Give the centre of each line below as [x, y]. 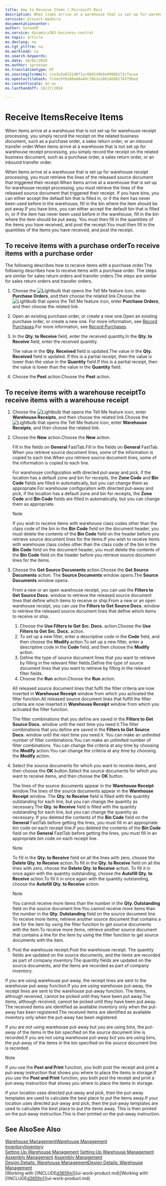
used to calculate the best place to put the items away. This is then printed [81, 1109]
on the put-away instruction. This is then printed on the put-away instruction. [83, 1114]
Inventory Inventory [24, 1146]
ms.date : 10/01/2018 [26, 61]
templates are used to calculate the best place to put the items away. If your [82, 1098]
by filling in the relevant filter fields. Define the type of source [82, 663]
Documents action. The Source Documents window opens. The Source [85, 575]
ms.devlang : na [21, 42]
